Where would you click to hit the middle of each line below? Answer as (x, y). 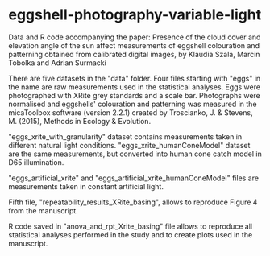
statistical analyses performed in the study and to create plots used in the (131, 234)
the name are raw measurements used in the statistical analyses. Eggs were (134, 87)
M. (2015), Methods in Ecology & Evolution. (80, 121)
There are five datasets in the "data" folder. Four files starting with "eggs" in (135, 78)
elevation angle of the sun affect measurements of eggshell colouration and (134, 45)
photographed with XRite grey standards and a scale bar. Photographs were (134, 95)
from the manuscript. (43, 210)
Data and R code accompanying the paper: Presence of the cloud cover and (135, 37)
